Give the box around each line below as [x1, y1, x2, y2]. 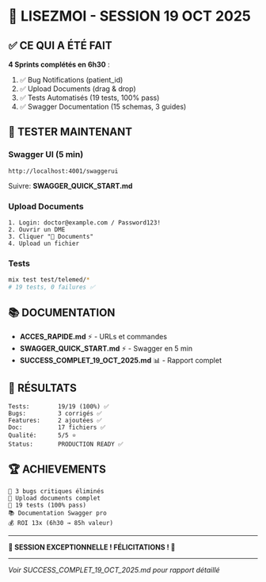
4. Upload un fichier [8, 239, 80, 247]
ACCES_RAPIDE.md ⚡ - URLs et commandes [19, 331, 168, 341]
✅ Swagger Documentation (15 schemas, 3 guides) [19, 102, 187, 111]
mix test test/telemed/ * [8, 276, 90, 284]
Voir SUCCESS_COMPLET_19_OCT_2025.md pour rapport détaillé [8, 565, 220, 575]
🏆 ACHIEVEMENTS [8, 463, 107, 477]
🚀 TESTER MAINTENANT [8, 125, 133, 139]
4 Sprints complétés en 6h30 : [8, 59, 110, 69]
